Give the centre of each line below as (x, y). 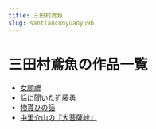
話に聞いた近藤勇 (48, 98)
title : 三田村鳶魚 (36, 15)
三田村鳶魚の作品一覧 (78, 64)
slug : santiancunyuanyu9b (51, 23)
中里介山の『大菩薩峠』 (58, 118)
